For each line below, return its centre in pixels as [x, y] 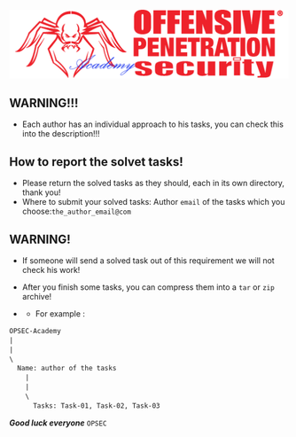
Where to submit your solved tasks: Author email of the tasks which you [153, 202]
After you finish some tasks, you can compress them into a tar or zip [148, 287]
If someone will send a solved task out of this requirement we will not [148, 260]
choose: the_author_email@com [76, 211]
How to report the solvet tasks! [96, 162]
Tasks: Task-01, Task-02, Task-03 [97, 406]
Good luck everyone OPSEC [58, 423]
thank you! [41, 192]
